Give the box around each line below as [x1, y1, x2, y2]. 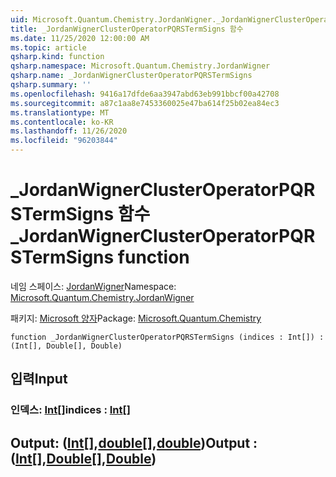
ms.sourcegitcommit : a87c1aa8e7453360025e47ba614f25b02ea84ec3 [10, 98, 280, 108]
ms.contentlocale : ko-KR [10, 117, 114, 127]
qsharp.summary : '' [10, 80, 92, 90]
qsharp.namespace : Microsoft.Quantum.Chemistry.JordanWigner [10, 61, 271, 71]
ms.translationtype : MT [10, 107, 110, 118]
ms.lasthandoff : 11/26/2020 [10, 126, 128, 136]
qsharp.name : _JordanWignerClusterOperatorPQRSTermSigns [10, 71, 253, 81]
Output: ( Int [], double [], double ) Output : [10, 434, 258, 451]
